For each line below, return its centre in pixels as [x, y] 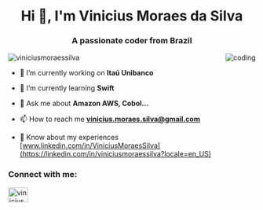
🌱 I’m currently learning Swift [67, 88]
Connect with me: [43, 175]
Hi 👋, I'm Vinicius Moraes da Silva [132, 16]
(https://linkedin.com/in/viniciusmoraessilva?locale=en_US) [115, 154]
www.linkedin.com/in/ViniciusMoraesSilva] [91, 146]
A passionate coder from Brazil [132, 41]
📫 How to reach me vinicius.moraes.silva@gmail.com [110, 119]
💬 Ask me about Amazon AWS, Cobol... [84, 103]
